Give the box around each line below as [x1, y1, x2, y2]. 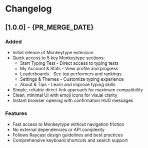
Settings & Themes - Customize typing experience [19, 76, 124, 82]
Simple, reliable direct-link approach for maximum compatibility [12, 86, 143, 93]
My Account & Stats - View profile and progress [19, 65, 118, 71]
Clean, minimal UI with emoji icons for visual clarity [12, 92, 117, 98]
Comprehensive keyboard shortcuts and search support [12, 137, 128, 143]
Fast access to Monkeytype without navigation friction [12, 121, 124, 127]
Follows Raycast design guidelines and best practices [12, 132, 123, 138]
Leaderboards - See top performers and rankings [19, 71, 122, 77]
